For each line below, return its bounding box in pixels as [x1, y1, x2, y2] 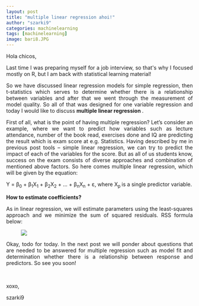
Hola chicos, [6, 53, 37, 59]
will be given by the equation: [6, 169, 78, 176]
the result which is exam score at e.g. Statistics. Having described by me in [6, 138, 193, 144]
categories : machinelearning [6, 25, 78, 31]
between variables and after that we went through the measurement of [6, 94, 193, 102]
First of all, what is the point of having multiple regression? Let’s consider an [6, 119, 193, 125]
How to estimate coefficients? [6, 194, 82, 201]
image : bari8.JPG [6, 36, 49, 42]
